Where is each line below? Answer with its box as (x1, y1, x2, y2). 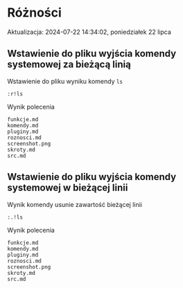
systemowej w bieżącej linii (7, 182, 128, 194)
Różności (7, 5, 62, 21)
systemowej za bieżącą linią (7, 59, 132, 71)
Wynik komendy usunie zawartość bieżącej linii (7, 200, 142, 208)
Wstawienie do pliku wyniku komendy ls (7, 77, 123, 85)
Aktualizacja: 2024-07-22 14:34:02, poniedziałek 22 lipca (7, 28, 172, 36)
